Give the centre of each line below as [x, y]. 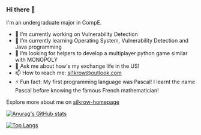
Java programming [38, 47]
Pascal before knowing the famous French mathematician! [87, 91]
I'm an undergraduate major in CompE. [54, 23]
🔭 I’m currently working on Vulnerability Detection [76, 34]
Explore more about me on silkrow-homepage [63, 102]
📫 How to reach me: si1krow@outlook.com [68, 73]
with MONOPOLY [36, 60]
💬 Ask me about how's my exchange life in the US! [77, 66]
